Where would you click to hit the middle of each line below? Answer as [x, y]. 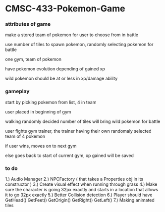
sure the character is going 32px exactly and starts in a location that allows [82, 190]
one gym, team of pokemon [33, 59]
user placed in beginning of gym [38, 111]
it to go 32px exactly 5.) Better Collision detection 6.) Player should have [79, 195]
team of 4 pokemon [25, 136]
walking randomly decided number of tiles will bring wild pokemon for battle [83, 121]
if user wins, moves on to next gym [41, 146]
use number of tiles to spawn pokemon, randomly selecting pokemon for [79, 45]
